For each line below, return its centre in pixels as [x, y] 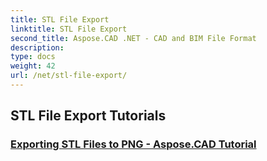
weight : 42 [33, 66]
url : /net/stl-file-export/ [69, 76]
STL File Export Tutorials [88, 116]
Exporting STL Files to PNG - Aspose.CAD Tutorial [133, 144]
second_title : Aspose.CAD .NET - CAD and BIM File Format [133, 38]
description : [37, 47]
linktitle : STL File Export [69, 29]
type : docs [33, 57]
